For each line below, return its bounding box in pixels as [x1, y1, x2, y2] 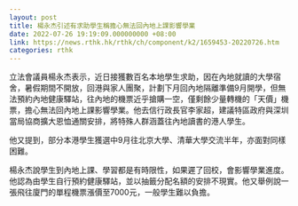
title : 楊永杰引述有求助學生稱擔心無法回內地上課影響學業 [9, 21, 196, 30]
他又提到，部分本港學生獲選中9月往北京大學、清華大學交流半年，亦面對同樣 [9, 135, 286, 146]
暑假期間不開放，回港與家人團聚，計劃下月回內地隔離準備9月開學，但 [24, 83, 278, 93]
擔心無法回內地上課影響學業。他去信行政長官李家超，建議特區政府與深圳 [24, 105, 289, 115]
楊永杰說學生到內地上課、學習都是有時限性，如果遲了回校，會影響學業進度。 [9, 165, 289, 176]
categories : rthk [9, 46, 74, 55]
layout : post [9, 12, 58, 22]
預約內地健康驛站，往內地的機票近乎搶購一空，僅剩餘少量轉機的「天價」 [16, 94, 281, 105]
